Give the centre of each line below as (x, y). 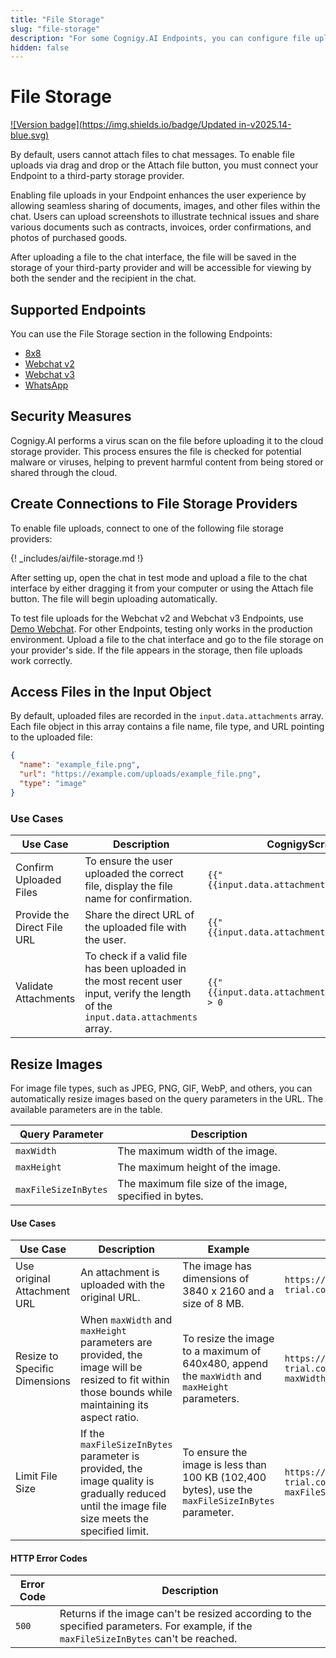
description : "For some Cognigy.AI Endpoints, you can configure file (160, 38)
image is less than (224, 1465)
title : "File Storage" (57, 19)
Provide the (42, 915)
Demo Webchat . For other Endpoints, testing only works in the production (161, 628)
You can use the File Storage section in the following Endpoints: (141, 334)
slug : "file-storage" (55, 29)
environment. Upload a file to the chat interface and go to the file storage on (167, 639)
